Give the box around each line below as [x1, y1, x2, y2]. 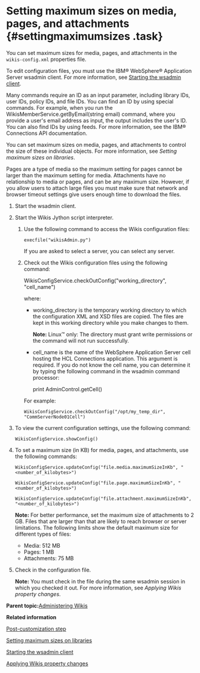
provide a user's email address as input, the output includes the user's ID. [6, 116, 187, 124]
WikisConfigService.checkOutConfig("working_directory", [23, 276, 167, 284]
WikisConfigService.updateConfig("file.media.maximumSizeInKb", [14, 464, 179, 470]
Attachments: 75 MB [23, 554, 74, 562]
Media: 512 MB [23, 542, 61, 549]
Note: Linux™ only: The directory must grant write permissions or [32, 330, 193, 338]
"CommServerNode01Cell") [23, 414, 86, 420]
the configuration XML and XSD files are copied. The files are [32, 312, 184, 320]
